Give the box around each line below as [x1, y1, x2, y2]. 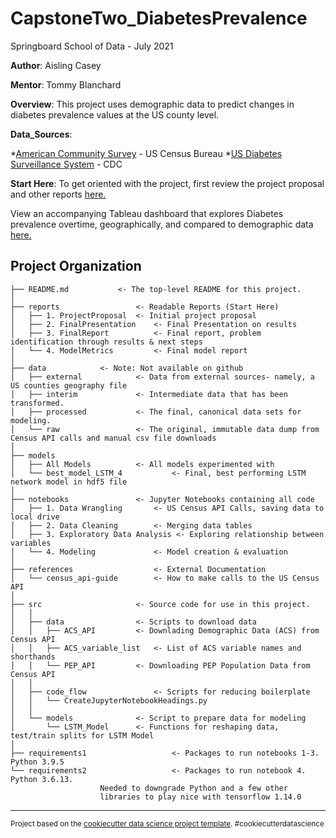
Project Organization [10, 258, 142, 275]
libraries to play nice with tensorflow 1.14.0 [99, 792, 302, 802]
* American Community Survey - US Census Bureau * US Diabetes [10, 147, 283, 159]
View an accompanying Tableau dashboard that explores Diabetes [10, 207, 284, 219]
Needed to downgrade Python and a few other [99, 783, 288, 793]
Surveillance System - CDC [10, 158, 123, 170]
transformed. [10, 398, 65, 408]
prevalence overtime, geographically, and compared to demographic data [10, 218, 314, 230]
